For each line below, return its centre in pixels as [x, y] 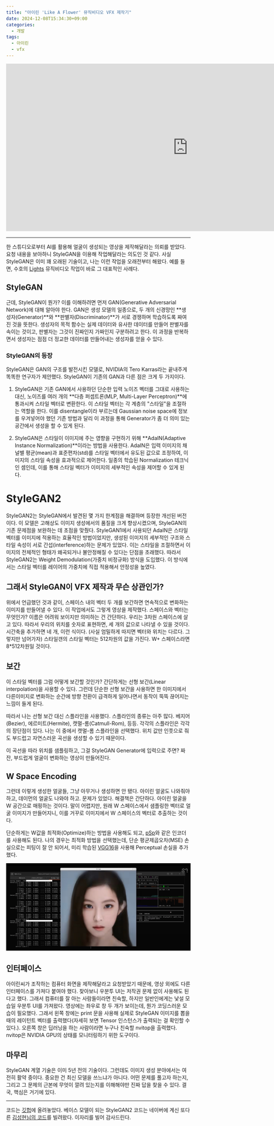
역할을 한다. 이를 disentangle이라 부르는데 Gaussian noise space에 [99, 411]
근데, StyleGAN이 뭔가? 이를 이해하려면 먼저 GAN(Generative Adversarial [91, 302]
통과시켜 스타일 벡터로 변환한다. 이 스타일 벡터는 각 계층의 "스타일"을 [93, 403]
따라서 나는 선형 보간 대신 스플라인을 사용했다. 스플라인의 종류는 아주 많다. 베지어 [98, 716]
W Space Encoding [42, 776]
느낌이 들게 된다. [25, 703]
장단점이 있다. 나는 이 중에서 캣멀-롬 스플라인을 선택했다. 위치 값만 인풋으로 [97, 730]
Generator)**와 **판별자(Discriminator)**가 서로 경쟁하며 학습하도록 [97, 317]
